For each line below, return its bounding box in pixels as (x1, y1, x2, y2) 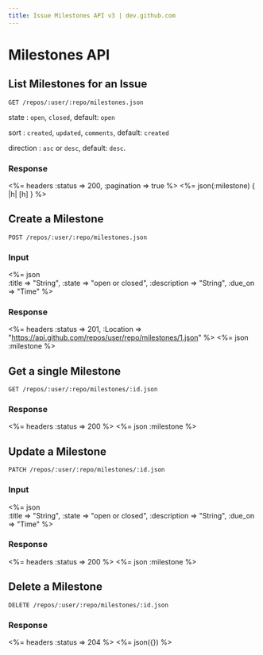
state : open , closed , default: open (8, 112, 115, 121)
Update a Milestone (8, 445, 107, 458)
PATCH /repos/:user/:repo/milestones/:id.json (8, 466, 165, 474)
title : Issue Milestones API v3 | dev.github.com (8, 11, 176, 20)
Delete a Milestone (8, 580, 103, 594)
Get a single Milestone (8, 364, 122, 378)
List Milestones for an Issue (8, 77, 148, 91)
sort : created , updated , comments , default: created (8, 128, 169, 137)
